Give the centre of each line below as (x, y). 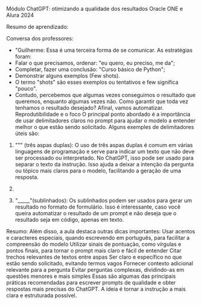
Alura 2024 (20, 15)
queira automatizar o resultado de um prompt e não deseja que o (96, 213)
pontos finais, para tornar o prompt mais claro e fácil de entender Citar (94, 250)
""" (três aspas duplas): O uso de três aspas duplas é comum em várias (104, 145)
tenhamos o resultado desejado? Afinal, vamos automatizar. (89, 108)
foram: (23, 56)
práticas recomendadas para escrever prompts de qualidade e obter (91, 282)
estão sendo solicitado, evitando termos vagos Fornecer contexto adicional (100, 263)
